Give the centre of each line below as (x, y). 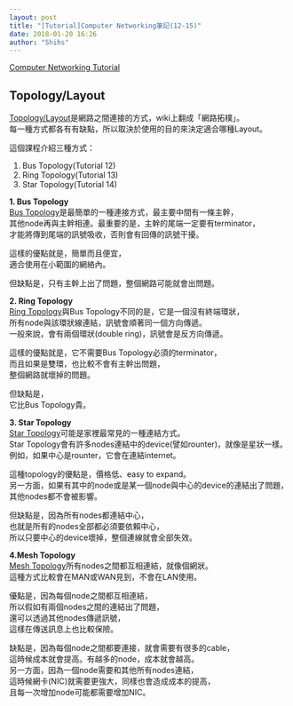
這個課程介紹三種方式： (52, 148)
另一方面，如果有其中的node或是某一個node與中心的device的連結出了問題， (149, 486)
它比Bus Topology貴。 (50, 405)
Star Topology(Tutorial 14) (70, 185)
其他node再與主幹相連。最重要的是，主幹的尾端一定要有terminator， (135, 224)
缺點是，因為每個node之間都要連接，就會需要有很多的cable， (122, 648)
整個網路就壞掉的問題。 (52, 375)
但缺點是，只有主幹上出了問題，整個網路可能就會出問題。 (114, 283)
